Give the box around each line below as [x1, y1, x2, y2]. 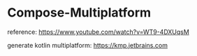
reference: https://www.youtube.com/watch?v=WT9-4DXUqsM [7, 28, 190, 36]
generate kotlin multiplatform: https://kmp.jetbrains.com [7, 41, 168, 49]
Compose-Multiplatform [7, 5, 152, 21]
